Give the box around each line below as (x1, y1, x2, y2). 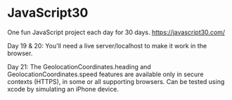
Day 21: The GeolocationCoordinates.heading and (7, 62, 151, 71)
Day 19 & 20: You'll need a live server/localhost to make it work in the (7, 41, 207, 50)
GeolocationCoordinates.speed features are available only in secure (7, 70, 204, 78)
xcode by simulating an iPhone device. (7, 85, 120, 93)
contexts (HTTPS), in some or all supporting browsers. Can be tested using (7, 77, 225, 85)
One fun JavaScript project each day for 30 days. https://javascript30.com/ (7, 28, 226, 36)
